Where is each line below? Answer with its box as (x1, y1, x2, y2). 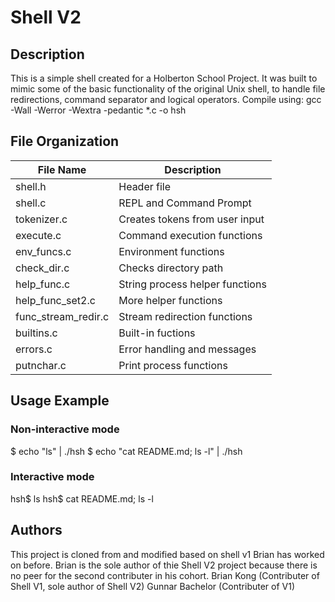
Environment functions (118, 244, 225, 258)
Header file (118, 179, 172, 193)
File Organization (10, 133, 120, 150)
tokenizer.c (15, 212, 68, 226)
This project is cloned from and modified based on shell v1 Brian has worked (10, 548, 325, 560)
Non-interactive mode (10, 422, 120, 436)
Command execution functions (118, 228, 263, 242)
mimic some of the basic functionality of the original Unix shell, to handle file (10, 83, 326, 95)
